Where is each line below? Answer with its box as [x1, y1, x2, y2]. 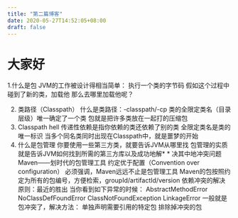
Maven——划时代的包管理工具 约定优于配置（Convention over [17, 158, 200, 167]
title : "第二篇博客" [7, 10, 63, 18]
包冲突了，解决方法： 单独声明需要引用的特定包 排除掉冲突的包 [17, 203, 202, 212]
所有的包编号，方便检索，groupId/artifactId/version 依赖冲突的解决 [30, 176, 226, 185]
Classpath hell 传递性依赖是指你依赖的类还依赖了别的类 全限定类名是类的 [17, 123, 231, 131]
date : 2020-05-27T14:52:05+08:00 [7, 17, 107, 24]
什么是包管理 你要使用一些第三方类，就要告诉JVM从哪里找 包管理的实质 [17, 141, 228, 149]
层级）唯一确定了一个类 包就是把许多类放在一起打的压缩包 [17, 114, 188, 123]
